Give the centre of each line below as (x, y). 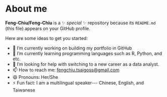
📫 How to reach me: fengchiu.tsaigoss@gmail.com (66, 70)
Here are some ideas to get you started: (47, 38)
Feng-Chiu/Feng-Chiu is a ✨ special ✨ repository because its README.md (80, 23)
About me (26, 9)
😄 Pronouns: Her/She (35, 77)
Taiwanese (24, 90)
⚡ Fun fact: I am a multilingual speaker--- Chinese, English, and (78, 83)
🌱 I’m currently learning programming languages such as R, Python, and (87, 53)
